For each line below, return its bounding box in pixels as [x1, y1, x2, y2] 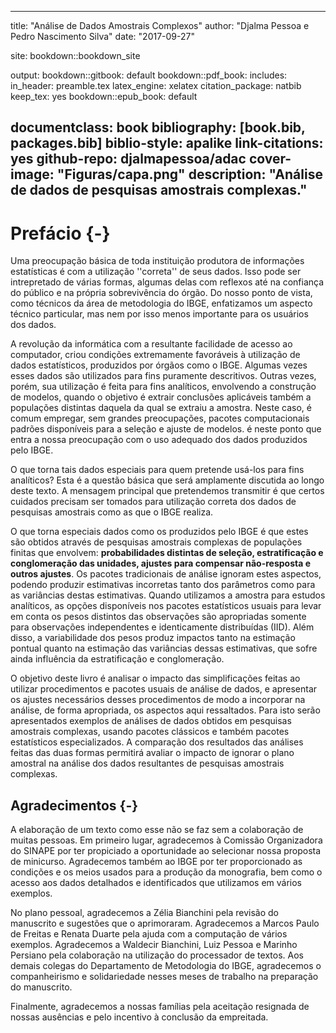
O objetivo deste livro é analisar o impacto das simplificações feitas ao [10, 672, 301, 685]
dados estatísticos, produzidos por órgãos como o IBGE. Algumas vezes [10, 359, 308, 371]
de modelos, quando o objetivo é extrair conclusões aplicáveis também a [10, 391, 312, 403]
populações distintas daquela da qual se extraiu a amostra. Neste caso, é [10, 402, 312, 414]
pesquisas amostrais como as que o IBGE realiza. [10, 506, 214, 518]
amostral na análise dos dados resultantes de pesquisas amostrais [10, 757, 285, 770]
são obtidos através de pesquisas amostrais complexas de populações [10, 536, 303, 548]
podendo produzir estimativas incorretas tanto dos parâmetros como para [10, 579, 316, 591]
